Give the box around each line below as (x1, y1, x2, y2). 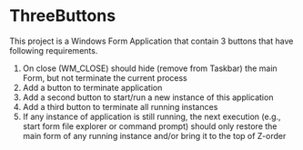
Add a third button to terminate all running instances (22, 101, 218, 112)
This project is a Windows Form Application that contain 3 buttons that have (9, 35, 294, 46)
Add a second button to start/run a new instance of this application (22, 92, 274, 103)
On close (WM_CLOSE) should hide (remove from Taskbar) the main (22, 63, 278, 74)
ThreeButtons (9, 5, 116, 26)
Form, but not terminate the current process (22, 72, 188, 83)
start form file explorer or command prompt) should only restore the (22, 120, 278, 132)
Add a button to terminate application (22, 82, 163, 93)
